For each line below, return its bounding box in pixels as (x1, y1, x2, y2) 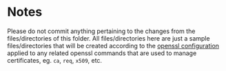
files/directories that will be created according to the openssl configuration (7, 41, 219, 50)
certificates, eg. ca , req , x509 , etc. (7, 56, 102, 64)
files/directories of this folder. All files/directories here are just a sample (7, 34, 210, 42)
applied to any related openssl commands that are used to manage (7, 49, 197, 57)
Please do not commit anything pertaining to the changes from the (7, 27, 196, 35)
